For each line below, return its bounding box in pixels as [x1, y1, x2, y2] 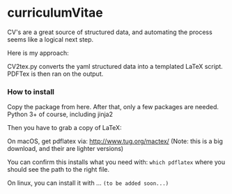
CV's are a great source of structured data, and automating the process [7, 28, 212, 36]
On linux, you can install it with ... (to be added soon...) [7, 179, 169, 187]
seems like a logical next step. [7, 35, 94, 43]
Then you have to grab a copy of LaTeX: [7, 124, 122, 132]
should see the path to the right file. [7, 165, 110, 174]
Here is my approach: [7, 49, 70, 57]
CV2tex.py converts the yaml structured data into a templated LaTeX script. [7, 62, 223, 70]
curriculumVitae [7, 5, 103, 21]
